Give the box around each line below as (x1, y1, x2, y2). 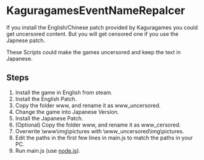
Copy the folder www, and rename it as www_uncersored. (15, 102, 161, 109)
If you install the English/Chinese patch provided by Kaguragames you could (6, 24, 198, 31)
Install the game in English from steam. (15, 89, 113, 96)
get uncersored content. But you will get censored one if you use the (6, 30, 179, 37)
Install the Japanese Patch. (15, 114, 83, 122)
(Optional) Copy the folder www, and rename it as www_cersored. (15, 121, 181, 128)
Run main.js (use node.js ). (15, 147, 81, 154)
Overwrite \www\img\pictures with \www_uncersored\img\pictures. (15, 127, 185, 134)
